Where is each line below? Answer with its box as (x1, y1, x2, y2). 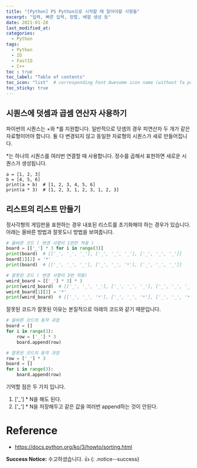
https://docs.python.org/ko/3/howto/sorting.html (14, 443, 133, 450)
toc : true (6, 69, 33, 75)
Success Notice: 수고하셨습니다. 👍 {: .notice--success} (6, 455, 140, 462)
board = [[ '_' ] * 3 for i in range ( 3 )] (6, 245, 104, 252)
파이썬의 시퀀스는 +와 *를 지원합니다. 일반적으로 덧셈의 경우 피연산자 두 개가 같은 (6, 125, 191, 132)
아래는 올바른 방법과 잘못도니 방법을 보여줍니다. (6, 228, 114, 235)
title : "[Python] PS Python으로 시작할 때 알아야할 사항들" (6, 8, 140, 15)
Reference (6, 424, 57, 437)
